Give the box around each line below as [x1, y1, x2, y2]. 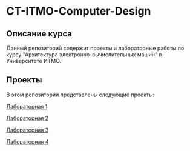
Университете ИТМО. [6, 58, 62, 64]
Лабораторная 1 [6, 102, 48, 110]
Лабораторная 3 [6, 126, 49, 133]
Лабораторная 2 [6, 114, 49, 122]
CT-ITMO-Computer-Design [6, 4, 151, 18]
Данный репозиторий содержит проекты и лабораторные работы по [6, 44, 185, 52]
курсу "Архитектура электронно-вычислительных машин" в [6, 51, 162, 58]
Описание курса [6, 29, 73, 39]
